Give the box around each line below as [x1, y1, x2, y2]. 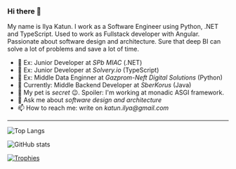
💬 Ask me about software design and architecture [17, 96, 162, 104]
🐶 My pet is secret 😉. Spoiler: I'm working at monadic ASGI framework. [17, 88, 225, 97]
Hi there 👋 [7, 6, 42, 16]
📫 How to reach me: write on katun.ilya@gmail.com [17, 104, 169, 112]
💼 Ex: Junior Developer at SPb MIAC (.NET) [17, 58, 143, 67]
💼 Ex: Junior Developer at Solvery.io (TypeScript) [17, 66, 159, 75]
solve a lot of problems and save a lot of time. [7, 45, 139, 54]
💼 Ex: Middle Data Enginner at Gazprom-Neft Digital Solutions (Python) [17, 73, 223, 82]
